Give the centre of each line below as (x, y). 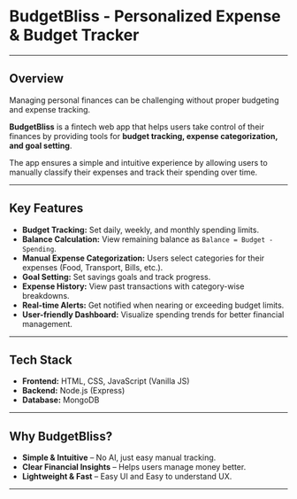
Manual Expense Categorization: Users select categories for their (143, 258)
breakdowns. (46, 295)
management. (47, 324)
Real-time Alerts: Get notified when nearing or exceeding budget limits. (153, 305)
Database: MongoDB (61, 400)
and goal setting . (41, 145)
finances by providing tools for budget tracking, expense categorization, (144, 136)
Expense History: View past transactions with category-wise (133, 286)
